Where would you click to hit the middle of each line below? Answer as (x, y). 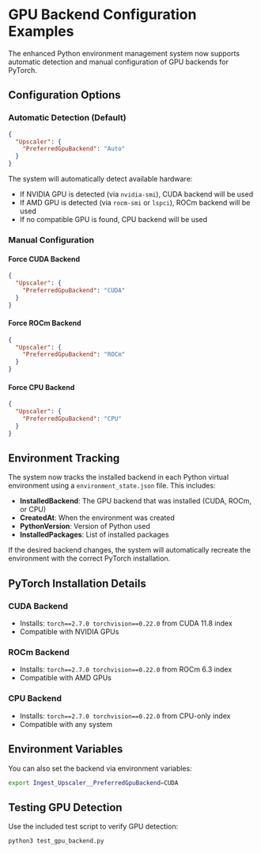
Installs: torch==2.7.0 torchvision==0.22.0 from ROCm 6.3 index (126, 669)
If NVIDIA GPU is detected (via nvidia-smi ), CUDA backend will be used (136, 194)
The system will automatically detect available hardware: (100, 179)
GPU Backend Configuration (102, 15)
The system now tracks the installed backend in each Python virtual (119, 477)
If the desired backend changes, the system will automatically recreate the (130, 550)
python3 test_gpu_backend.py (56, 841)
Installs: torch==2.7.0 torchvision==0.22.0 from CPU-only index (125, 716)
